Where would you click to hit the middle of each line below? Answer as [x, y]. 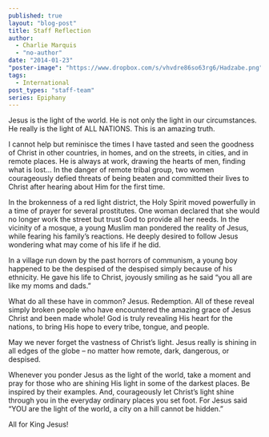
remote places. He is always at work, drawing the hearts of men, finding [127, 162]
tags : [17, 75]
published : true [35, 16]
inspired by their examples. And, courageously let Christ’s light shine [121, 392]
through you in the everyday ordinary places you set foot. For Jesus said [128, 400]
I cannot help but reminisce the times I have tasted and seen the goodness [131, 144]
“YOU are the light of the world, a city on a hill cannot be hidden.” [116, 409]
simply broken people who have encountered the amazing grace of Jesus [130, 310]
